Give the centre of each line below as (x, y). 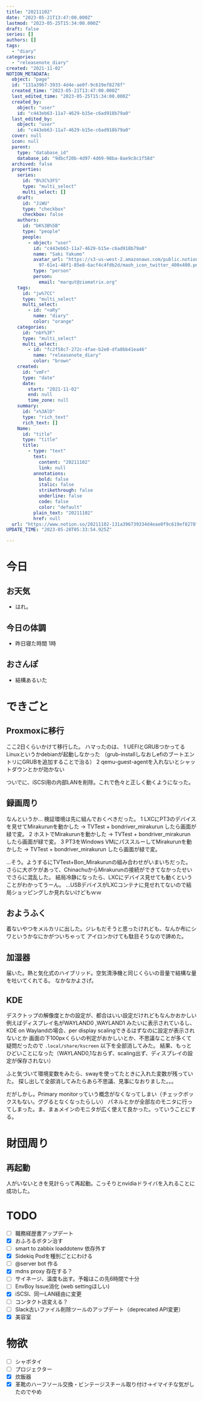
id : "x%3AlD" (39, 412)
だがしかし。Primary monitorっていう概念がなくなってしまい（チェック (95, 1094)
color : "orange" (53, 321)
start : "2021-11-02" (54, 389)
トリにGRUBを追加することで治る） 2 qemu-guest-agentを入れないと (93, 762)
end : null (40, 395)
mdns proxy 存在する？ (44, 1271)
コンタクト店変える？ (41, 1302)
